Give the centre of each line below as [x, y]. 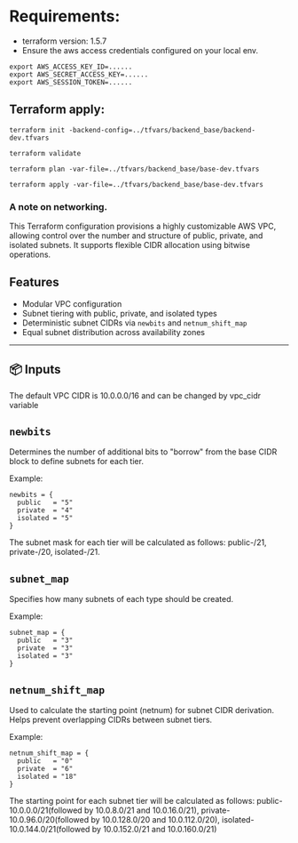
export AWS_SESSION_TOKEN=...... [71, 82]
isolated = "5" [45, 518]
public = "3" [45, 641]
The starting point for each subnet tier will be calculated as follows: [132, 801]
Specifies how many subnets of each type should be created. [122, 599]
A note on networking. [59, 206]
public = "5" [45, 503]
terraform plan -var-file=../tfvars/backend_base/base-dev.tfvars [134, 169]
